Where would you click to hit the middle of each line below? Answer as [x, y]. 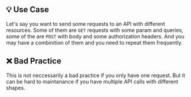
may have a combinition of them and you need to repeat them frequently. [95, 42]
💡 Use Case [28, 10]
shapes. [16, 88]
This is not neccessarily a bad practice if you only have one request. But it [95, 75]
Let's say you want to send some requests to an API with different [86, 24]
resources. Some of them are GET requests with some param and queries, [95, 30]
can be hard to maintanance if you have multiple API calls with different [92, 81]
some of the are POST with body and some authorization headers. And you [95, 36]
